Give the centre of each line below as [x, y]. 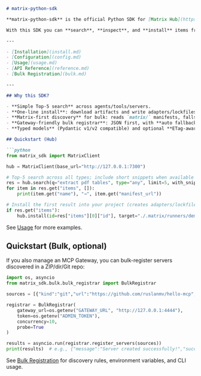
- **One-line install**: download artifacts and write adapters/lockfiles [101, 112]
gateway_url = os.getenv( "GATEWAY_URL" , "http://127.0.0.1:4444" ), [100, 310]
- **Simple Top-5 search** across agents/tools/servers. [79, 106]
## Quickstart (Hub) [32, 139]
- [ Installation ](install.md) [44, 52]
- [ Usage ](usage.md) [32, 63]
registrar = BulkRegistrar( [41, 305]
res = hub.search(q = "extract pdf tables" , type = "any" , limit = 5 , [88, 183]
